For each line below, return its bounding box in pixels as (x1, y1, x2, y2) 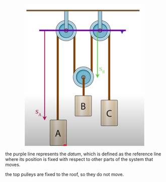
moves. (5, 162, 21, 167)
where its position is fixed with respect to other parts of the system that (5, 156, 153, 162)
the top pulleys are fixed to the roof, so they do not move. (5, 171, 124, 177)
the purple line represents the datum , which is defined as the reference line (5, 151, 161, 157)
